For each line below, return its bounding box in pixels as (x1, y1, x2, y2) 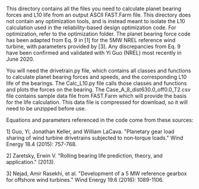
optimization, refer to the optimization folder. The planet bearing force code (6, 30, 191, 37)
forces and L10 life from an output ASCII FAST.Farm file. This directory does (6, 11, 191, 18)
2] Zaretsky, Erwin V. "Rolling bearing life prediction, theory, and (6, 152, 163, 159)
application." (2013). (6, 159, 55, 165)
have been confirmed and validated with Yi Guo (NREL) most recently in (6, 49, 182, 56)
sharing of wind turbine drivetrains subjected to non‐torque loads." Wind (6, 134, 184, 141)
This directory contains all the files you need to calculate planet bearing (6, 5, 182, 12)
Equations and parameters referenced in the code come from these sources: (6, 116, 194, 124)
